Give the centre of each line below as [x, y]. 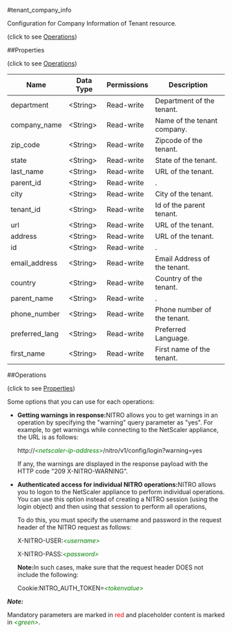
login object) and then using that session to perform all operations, [112, 506]
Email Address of [183, 259]
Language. [172, 338]
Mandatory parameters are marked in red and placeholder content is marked [116, 615]
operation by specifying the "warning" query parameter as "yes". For [115, 422]
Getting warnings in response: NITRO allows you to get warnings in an [117, 415]
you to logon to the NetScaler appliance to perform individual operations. [121, 492]
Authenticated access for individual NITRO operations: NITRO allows [116, 485]
